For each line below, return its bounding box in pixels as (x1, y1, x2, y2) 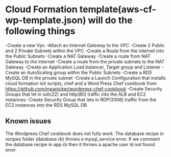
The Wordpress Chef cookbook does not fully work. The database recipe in (5, 130, 164, 137)
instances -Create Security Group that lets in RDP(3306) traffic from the (5, 96, 157, 103)
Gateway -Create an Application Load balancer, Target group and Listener (5, 64, 161, 70)
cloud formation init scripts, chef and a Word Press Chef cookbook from (5, 80, 157, 86)
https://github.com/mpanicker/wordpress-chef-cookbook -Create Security (5, 85, 162, 92)
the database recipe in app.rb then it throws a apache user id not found (5, 141, 155, 147)
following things (5, 26, 76, 37)
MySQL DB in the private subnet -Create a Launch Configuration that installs (5, 75, 166, 81)
